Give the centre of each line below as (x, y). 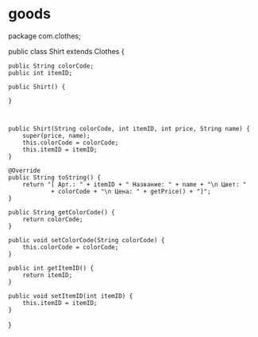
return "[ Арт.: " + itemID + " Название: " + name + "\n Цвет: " (135, 184)
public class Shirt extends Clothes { (66, 51)
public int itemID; (40, 72)
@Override (25, 170)
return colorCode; (53, 219)
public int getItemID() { (51, 268)
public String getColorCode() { (62, 212)
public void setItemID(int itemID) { (71, 296)
